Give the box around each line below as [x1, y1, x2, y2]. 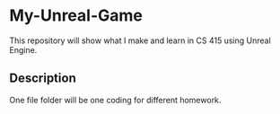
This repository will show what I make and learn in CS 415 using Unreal [9, 35, 271, 46]
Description [9, 71, 76, 86]
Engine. [9, 44, 38, 55]
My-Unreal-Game [9, 5, 144, 26]
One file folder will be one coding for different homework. [9, 94, 222, 105]
